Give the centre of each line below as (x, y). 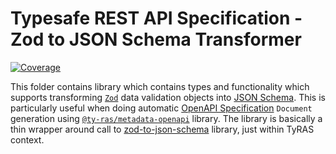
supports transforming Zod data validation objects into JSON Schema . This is (168, 97)
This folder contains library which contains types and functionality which (160, 86)
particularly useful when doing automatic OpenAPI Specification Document (161, 108)
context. (27, 139)
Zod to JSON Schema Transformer (156, 39)
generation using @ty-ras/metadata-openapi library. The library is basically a (166, 118)
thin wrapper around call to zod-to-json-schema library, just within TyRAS (162, 129)
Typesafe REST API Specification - (156, 18)
